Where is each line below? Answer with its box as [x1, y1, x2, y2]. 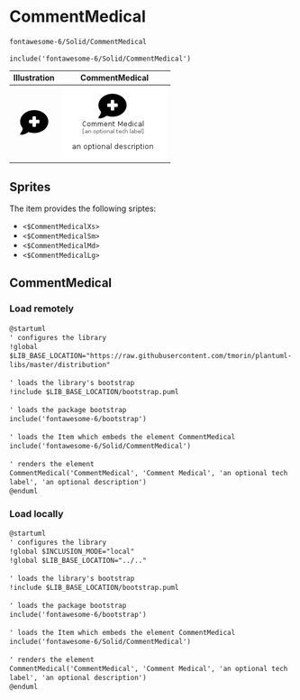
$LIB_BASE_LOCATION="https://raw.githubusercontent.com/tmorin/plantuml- [9, 351, 293, 360]
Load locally [9, 507, 64, 520]
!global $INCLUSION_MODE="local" [9, 547, 135, 556]
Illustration [13, 72, 56, 83]
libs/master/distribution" [9, 360, 111, 369]
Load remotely [9, 302, 75, 315]
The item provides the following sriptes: [9, 203, 157, 214]
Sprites [9, 179, 51, 195]
